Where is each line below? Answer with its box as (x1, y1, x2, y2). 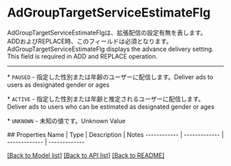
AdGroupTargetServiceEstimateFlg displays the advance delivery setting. (7, 45, 214, 53)
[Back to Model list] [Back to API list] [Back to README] (7, 151, 165, 159)
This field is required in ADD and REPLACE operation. (7, 52, 158, 60)
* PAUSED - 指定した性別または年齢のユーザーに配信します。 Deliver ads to (7, 72, 214, 81)
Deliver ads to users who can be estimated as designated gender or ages (7, 102, 214, 111)
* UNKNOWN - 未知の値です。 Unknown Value (7, 116, 126, 125)
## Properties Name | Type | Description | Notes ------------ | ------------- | (7, 130, 224, 138)
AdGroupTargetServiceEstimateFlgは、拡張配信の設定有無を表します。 (7, 28, 207, 37)
